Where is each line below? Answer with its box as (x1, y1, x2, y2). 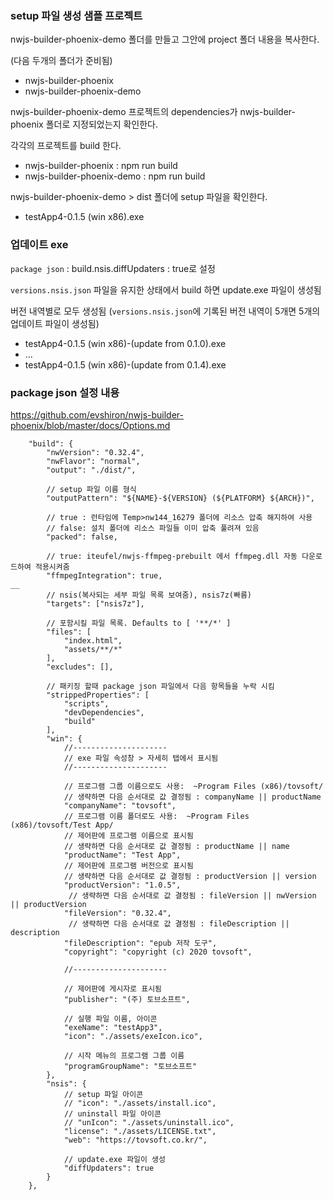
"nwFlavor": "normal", (46, 456, 141, 466)
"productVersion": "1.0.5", (63, 880, 182, 890)
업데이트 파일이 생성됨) (10, 317, 100, 329)
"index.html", (63, 635, 123, 646)
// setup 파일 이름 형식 (46, 484, 137, 494)
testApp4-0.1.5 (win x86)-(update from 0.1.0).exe (24, 337, 227, 349)
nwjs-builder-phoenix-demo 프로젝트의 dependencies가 (10, 106, 238, 118)
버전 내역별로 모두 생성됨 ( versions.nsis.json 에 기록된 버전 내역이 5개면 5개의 (10, 305, 321, 317)
